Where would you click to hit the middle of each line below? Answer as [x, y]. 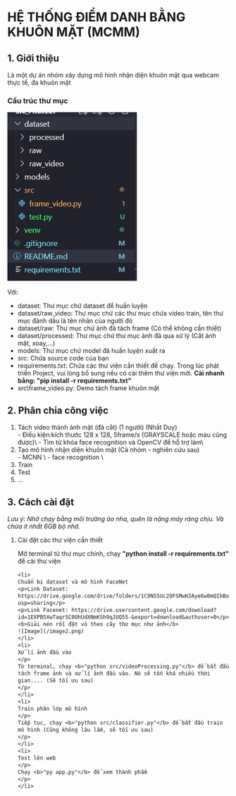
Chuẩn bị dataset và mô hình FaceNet [73, 582]
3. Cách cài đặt [41, 502]
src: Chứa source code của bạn [63, 359]
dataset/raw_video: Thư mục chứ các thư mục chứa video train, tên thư [120, 313]
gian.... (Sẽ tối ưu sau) [55, 680]
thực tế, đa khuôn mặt [39, 82]
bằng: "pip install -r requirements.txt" [74, 381]
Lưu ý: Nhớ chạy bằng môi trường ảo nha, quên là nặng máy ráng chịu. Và [116, 518]
